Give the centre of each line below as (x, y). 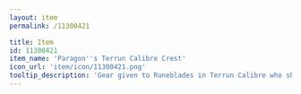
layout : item (34, 17)
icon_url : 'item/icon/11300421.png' (77, 67)
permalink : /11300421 (50, 26)
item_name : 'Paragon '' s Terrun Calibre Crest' (98, 59)
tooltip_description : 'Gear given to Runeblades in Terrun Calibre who (146, 76)
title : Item (31, 42)
